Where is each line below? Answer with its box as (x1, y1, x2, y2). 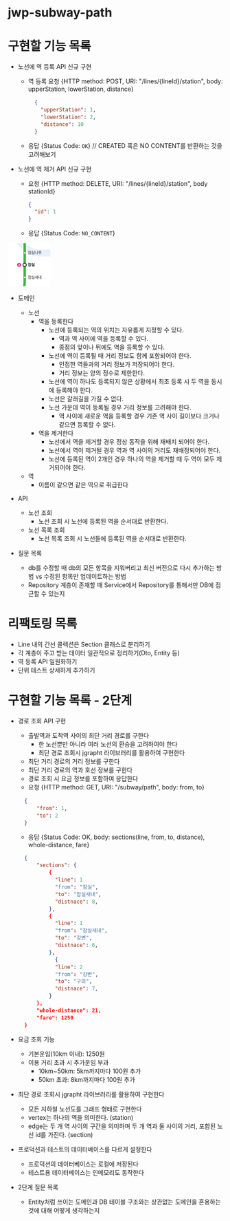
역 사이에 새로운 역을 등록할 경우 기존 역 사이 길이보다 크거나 (58, 412, 220, 421)
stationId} (27, 187, 56, 195)
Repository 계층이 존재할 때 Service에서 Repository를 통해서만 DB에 (27, 581, 214, 589)
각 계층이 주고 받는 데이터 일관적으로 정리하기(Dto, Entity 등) (17, 649, 181, 657)
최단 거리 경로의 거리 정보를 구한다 (27, 757, 120, 765)
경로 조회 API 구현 (17, 717, 67, 725)
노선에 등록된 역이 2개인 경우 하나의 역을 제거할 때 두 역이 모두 (48, 455, 215, 463)
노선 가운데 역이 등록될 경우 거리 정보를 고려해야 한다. (48, 403, 192, 412)
